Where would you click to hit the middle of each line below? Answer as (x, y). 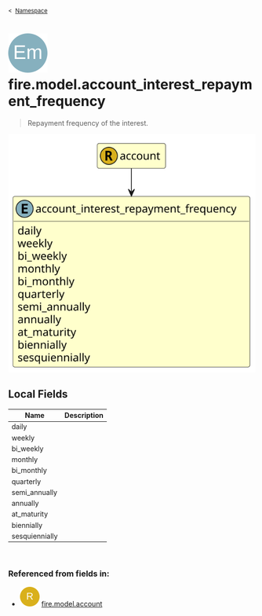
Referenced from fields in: (59, 574)
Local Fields (38, 394)
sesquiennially (35, 536)
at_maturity (30, 514)
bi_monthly (29, 471)
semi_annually (34, 492)
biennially (27, 525)
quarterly (26, 481)
